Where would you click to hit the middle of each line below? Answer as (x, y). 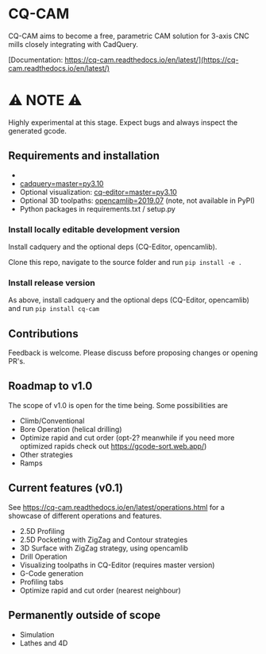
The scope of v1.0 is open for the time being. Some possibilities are (118, 405)
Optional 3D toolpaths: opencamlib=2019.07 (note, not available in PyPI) (137, 200)
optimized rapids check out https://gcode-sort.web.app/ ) (113, 446)
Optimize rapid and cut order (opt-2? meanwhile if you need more (127, 438)
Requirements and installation (84, 156)
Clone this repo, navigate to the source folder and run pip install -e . (125, 262)
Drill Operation (43, 556)
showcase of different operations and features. (85, 516)
